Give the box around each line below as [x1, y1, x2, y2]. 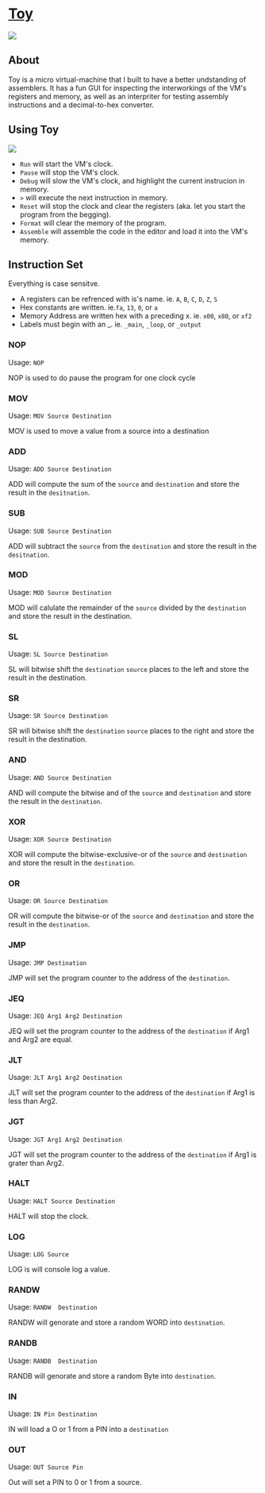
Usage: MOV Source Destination [8, 411, 112, 420]
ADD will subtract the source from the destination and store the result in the [8, 541, 257, 550]
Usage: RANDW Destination [8, 1302, 98, 1312]
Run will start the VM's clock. [19, 159, 113, 168]
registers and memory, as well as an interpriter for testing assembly [8, 91, 229, 101]
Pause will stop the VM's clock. [19, 168, 121, 177]
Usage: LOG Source [8, 1249, 69, 1259]
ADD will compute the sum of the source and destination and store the [8, 480, 240, 489]
